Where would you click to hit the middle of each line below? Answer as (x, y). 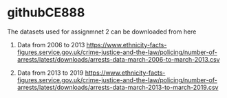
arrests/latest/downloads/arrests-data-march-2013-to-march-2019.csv (118, 87)
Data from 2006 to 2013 (51, 45)
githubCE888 (46, 13)
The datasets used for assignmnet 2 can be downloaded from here (102, 32)
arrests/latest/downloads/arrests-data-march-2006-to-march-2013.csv (118, 59)
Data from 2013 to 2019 (50, 73)
